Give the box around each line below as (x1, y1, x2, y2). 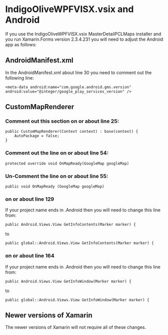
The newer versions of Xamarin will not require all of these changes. (5, 324, 146, 330)
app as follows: (5, 41, 37, 47)
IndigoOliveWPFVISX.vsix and (5, 4, 134, 15)
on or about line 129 (5, 195, 54, 202)
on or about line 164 (5, 253, 54, 260)
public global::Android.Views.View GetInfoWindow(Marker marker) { (5, 297, 150, 302)
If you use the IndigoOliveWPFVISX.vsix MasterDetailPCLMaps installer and (5, 31, 161, 37)
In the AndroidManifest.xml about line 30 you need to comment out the (5, 69, 152, 75)
